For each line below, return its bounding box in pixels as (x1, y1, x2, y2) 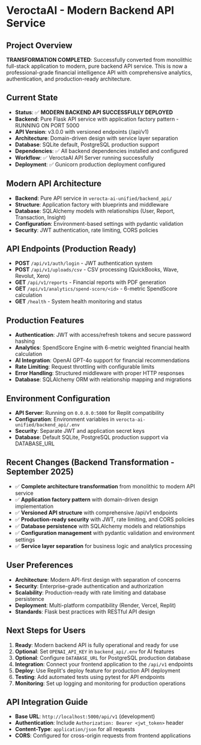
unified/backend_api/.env (14, 422, 80, 428)
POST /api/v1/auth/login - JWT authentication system (14, 259, 153, 267)
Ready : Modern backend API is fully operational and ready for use (14, 641, 179, 648)
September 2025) (6, 466, 74, 477)
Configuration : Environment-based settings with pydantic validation (14, 220, 184, 227)
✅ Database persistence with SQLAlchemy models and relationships (14, 522, 186, 529)
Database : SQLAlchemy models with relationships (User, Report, (14, 207, 175, 214)
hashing (14, 337, 35, 345)
